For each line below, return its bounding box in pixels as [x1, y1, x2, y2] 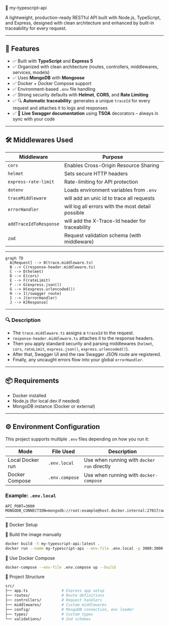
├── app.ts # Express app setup [5, 588, 105, 593]
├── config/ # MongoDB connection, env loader [5, 607, 134, 612]
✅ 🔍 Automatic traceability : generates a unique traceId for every [12, 97, 151, 103]
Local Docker [8, 456, 39, 463]
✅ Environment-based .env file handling [12, 86, 96, 92]
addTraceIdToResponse [8, 221, 59, 227]
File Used [52, 448, 75, 455]
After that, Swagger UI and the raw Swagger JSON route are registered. [12, 351, 161, 357]
